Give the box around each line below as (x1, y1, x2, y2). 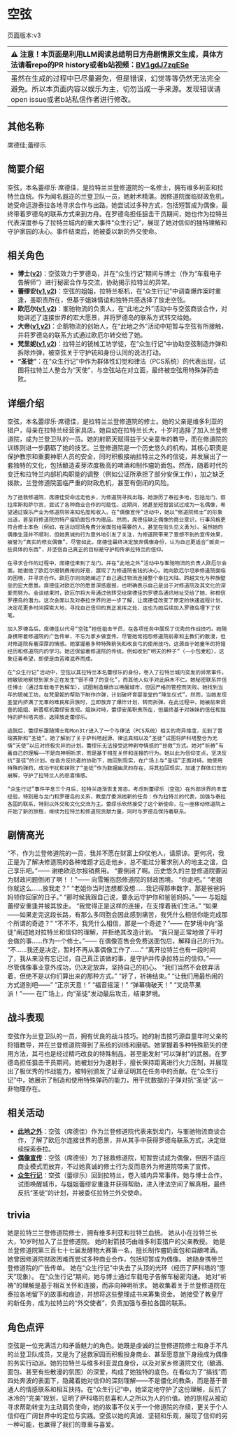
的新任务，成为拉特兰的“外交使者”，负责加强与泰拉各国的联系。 (7, 1299, 191, 1307)
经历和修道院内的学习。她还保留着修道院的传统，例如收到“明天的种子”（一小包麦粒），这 (7, 648, 225, 655)
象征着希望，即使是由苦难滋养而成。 (7, 656, 97, 663)
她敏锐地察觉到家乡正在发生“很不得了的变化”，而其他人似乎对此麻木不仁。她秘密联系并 (7, 677, 222, 684)
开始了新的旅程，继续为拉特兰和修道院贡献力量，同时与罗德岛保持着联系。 (7, 808, 190, 815)
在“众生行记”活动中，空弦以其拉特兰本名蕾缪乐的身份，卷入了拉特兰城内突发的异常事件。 (7, 669, 227, 676)
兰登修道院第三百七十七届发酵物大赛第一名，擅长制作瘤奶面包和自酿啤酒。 (7, 1246, 222, 1255)
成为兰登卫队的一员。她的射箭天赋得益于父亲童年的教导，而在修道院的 (25, 435, 228, 443)
